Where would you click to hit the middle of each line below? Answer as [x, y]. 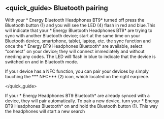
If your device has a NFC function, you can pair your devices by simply [77, 71]
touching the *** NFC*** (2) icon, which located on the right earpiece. [77, 76]
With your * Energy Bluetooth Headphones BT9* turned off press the [75, 20]
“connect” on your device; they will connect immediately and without [75, 51]
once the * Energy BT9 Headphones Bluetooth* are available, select [74, 46]
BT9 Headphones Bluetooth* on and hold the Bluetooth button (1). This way [82, 106]
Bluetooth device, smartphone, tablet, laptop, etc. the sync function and [78, 41]
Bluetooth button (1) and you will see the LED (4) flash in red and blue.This [80, 25]
